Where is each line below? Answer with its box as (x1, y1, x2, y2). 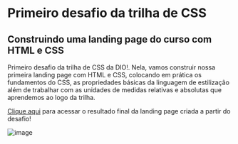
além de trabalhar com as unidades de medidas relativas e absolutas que (7, 86, 222, 94)
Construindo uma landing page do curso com (7, 33, 212, 45)
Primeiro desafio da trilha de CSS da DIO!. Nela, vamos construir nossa (7, 63, 216, 72)
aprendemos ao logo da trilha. (7, 94, 95, 101)
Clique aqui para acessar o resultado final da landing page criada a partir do (7, 107, 231, 115)
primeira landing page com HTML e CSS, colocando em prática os (7, 71, 202, 79)
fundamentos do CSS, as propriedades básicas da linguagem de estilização (7, 78, 230, 87)
